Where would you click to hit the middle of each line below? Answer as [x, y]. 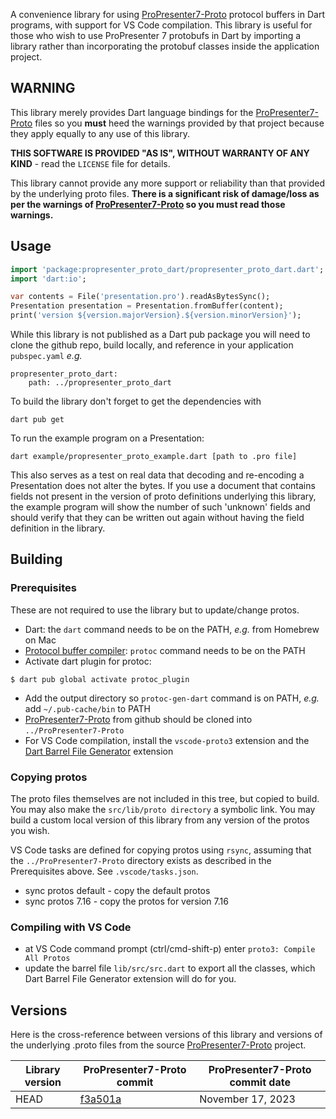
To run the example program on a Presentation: [107, 438]
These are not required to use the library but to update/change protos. [155, 610]
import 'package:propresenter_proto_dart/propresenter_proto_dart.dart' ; [167, 269]
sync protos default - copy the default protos [117, 890]
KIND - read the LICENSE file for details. [90, 163]
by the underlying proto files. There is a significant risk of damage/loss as [165, 193]
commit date [260, 1082]
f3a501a [100, 1099]
